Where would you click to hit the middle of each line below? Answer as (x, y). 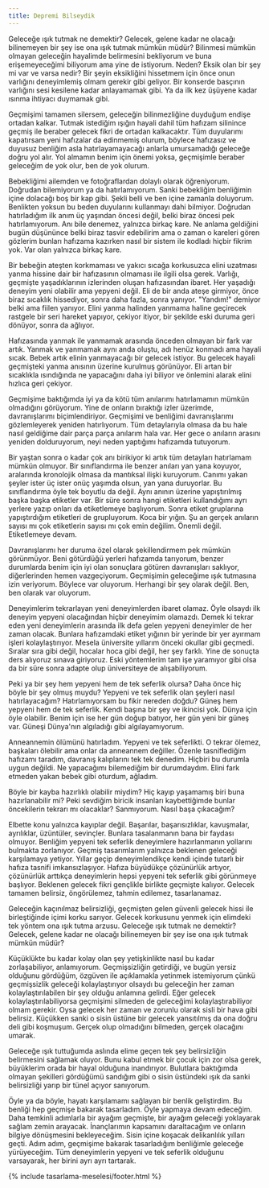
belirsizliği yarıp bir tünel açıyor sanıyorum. (79, 1085)
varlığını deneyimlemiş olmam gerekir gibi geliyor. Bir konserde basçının (126, 81)
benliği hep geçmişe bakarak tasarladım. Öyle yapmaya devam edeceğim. (130, 1109)
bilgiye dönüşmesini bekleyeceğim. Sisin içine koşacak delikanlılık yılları (126, 1135)
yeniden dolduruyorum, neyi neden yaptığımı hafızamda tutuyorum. (119, 441)
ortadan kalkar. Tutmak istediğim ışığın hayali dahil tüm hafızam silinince (127, 122)
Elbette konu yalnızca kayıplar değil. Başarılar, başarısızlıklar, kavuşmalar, (129, 824)
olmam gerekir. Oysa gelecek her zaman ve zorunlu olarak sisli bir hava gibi (133, 1009)
